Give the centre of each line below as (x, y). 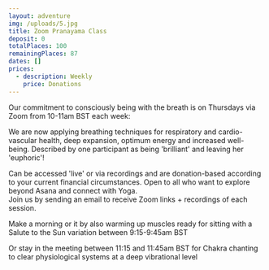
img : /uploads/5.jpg (43, 24)
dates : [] (25, 62)
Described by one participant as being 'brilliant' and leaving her (137, 149)
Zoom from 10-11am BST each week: (69, 115)
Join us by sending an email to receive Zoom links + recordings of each (128, 199)
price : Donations (52, 84)
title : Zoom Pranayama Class (58, 31)
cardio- (230, 132)
